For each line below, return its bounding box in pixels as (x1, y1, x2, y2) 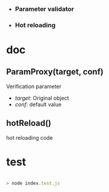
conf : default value (14, 101, 62, 108)
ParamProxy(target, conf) (6, 67, 104, 77)
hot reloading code (6, 134, 53, 141)
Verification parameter (6, 83, 62, 90)
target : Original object (14, 94, 69, 101)
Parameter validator (14, 5, 74, 13)
